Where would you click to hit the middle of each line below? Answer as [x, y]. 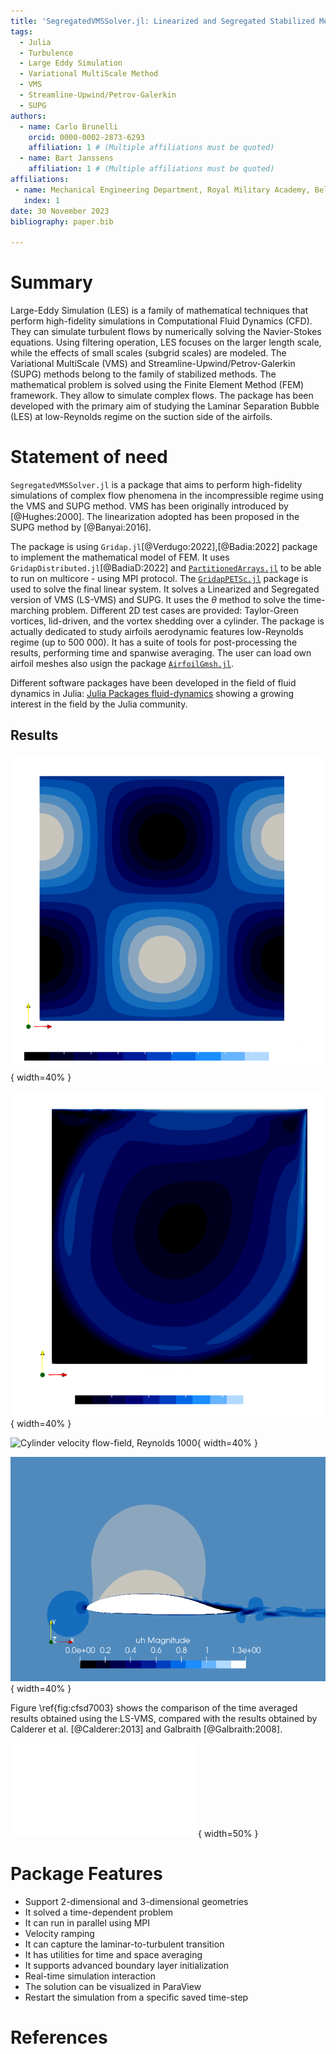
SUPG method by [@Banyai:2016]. [81, 527]
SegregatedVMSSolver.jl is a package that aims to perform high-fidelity [156, 484]
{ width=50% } [228, 1833]
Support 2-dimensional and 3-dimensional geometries [136, 1901]
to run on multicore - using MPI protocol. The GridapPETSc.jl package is [159, 578]
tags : [21, 31]
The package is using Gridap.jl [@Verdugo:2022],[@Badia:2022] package [164, 546]
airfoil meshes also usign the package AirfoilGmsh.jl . [122, 663]
